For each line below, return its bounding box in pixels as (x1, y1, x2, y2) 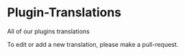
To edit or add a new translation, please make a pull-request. (7, 40, 179, 48)
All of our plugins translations (7, 27, 90, 35)
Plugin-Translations (7, 5, 122, 20)
